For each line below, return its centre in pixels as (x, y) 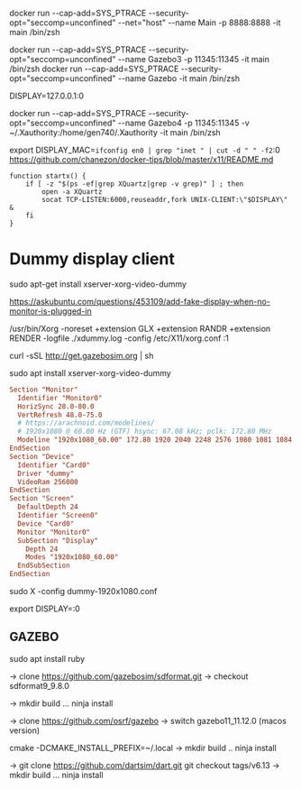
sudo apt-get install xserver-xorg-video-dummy (98, 284)
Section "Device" (42, 456)
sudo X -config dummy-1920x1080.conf (83, 592)
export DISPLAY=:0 (45, 609)
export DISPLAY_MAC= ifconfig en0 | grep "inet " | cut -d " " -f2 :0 (145, 150)
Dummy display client (92, 259)
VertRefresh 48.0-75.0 (60, 415)
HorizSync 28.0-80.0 (56, 406)
